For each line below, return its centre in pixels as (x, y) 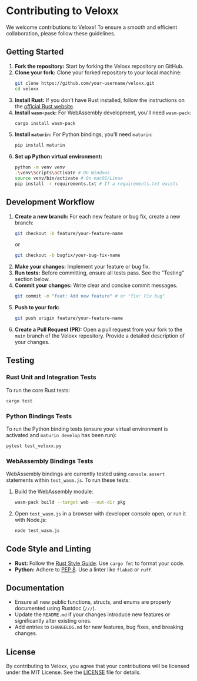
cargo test (19, 401)
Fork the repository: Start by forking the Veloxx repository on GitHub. (99, 66)
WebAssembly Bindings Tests (50, 461)
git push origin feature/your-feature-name (69, 318)
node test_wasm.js (37, 530)
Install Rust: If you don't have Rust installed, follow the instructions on (100, 100)
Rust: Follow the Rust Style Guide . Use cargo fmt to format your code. (99, 563)
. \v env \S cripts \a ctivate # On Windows (62, 173)
